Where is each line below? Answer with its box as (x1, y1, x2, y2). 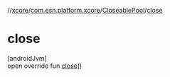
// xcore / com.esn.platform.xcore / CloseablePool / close (7, 6, 163, 14)
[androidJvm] (7, 54, 48, 62)
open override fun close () (7, 61, 83, 70)
